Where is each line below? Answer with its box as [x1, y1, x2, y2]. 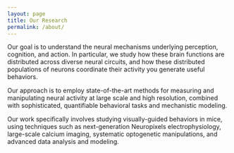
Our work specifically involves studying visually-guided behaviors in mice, [7, 115, 223, 123]
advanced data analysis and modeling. [7, 137, 120, 146]
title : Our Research [7, 17, 68, 24]
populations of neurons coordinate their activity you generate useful [7, 65, 205, 74]
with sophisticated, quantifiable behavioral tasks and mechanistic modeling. [7, 102, 228, 110]
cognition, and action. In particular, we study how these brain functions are [7, 50, 225, 59]
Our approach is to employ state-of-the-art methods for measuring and [7, 86, 214, 95]
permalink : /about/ [7, 23, 65, 30]
